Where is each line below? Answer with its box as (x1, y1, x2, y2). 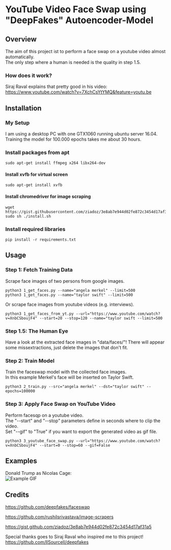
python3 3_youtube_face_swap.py (5, 438, 74, 443)
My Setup (5, 119, 30, 126)
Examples (5, 456, 37, 465)
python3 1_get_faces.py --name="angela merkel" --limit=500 (5, 288, 136, 293)
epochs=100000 (5, 388, 36, 394)
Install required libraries (5, 225, 66, 233)
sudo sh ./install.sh (5, 214, 51, 219)
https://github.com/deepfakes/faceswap (5, 504, 90, 510)
